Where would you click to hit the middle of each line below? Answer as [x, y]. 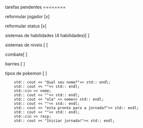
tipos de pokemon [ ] [26, 73]
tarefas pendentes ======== [36, 7]
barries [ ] [15, 64]
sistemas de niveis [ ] [26, 45]
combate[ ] [16, 54]
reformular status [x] [26, 26]
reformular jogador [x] [27, 16]
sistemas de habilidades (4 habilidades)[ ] [47, 35]
